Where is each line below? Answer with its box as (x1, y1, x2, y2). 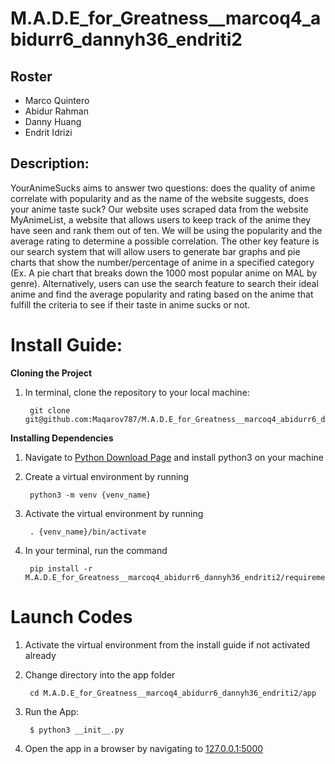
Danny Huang (24, 116, 82, 127)
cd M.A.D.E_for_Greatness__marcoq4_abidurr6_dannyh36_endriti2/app (29, 688, 317, 698)
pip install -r (29, 563, 93, 574)
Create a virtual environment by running (24, 470, 190, 482)
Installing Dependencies (10, 432, 114, 444)
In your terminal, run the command (24, 544, 168, 556)
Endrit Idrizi (24, 127, 73, 138)
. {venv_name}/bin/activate (29, 527, 147, 537)
